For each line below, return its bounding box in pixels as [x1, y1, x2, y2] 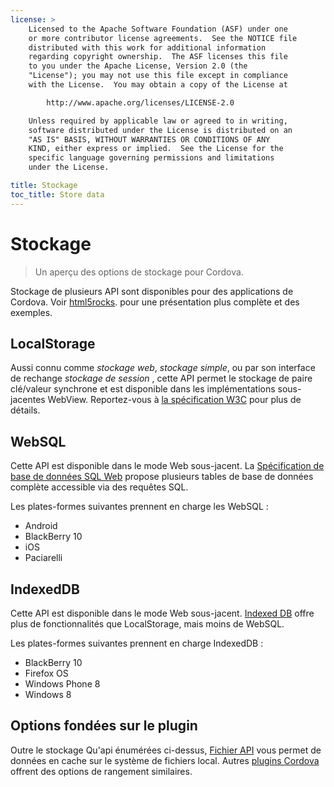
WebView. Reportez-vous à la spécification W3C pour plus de [47, 394, 302, 406]
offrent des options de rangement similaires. [10, 765, 193, 777]
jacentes [10, 394, 46, 406]
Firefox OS [24, 667, 69, 679]
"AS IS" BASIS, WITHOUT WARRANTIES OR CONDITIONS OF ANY [28, 134, 271, 145]
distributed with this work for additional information [28, 42, 267, 53]
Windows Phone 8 [24, 678, 101, 690]
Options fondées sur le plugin [10, 717, 198, 735]
